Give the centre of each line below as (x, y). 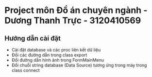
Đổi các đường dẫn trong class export (49, 55)
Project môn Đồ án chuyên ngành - (76, 10)
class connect (25, 70)
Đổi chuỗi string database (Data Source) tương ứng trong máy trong (79, 65)
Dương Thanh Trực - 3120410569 (73, 20)
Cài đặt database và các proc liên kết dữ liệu (56, 50)
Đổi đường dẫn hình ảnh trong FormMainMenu (58, 60)
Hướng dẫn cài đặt (33, 38)
